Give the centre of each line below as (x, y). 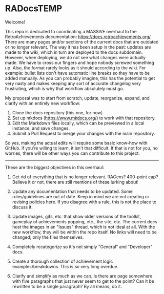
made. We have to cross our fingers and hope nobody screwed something (80, 63)
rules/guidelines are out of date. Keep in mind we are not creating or (81, 196)
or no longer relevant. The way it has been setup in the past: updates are (78, 47)
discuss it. (22, 207)
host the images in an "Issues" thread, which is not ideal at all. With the (83, 227)
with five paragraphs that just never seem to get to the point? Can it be (83, 281)
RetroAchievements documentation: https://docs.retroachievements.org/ (78, 37)
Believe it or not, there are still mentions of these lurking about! (75, 182)
